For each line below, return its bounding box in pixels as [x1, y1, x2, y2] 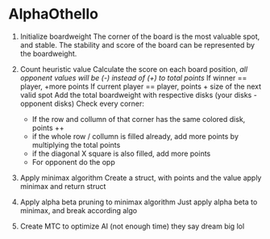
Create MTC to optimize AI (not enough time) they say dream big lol [19, 221, 245, 231]
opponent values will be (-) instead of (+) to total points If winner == [19, 73, 247, 82]
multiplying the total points [31, 140, 121, 149]
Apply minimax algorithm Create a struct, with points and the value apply [19, 173, 262, 182]
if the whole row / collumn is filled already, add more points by [31, 131, 239, 141]
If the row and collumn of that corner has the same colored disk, [31, 114, 246, 124]
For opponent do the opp [31, 157, 115, 166]
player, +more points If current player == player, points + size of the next [19, 82, 262, 91]
